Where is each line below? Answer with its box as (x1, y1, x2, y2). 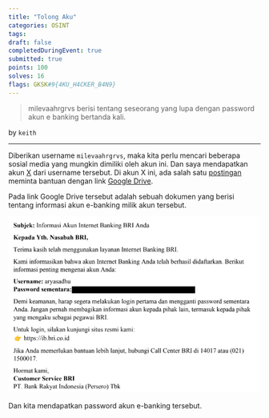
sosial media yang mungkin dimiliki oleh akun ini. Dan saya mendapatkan (8, 159, 248, 168)
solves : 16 (8, 72, 45, 80)
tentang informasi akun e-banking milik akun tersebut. (8, 200, 187, 210)
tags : (8, 30, 26, 38)
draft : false (8, 38, 52, 46)
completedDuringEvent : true (8, 46, 102, 55)
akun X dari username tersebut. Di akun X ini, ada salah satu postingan (8, 167, 242, 177)
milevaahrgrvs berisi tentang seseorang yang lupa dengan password (27, 103, 255, 113)
